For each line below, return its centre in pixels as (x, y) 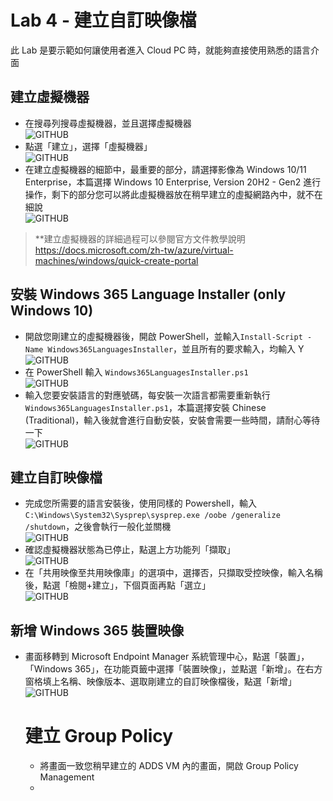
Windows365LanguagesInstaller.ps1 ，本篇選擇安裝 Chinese (145, 407)
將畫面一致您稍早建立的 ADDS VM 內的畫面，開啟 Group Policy (169, 766)
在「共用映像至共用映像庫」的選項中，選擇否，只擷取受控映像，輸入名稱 (173, 573)
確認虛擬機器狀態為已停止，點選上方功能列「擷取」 (130, 550)
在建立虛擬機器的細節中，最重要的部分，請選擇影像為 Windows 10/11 (165, 169)
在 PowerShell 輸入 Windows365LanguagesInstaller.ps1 (136, 372)
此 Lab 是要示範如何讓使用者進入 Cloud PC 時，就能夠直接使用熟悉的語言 (161, 50)
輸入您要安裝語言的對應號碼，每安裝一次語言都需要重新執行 (147, 395)
